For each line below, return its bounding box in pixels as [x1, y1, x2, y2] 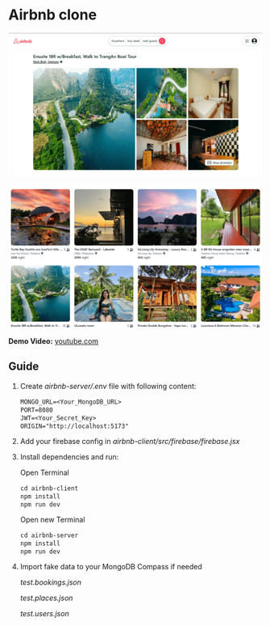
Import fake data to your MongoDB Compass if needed [19, 561, 203, 571]
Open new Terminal [19, 514, 85, 524]
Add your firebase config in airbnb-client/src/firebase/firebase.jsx [19, 436, 240, 446]
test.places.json [19, 593, 73, 603]
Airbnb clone [8, 6, 98, 24]
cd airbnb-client [19, 484, 79, 493]
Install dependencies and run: [19, 451, 119, 462]
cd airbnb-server [19, 531, 79, 539]
